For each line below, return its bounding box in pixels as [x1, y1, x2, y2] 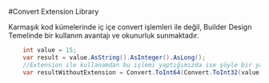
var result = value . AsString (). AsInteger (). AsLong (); [22, 53, 206, 61]
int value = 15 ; [22, 46, 78, 54]
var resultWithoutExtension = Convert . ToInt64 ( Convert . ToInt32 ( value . [22, 68, 263, 77]
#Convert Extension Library [8, 7, 99, 16]
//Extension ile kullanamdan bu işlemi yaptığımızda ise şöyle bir [22, 61, 252, 69]
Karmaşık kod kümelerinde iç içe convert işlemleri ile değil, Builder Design [8, 22, 252, 31]
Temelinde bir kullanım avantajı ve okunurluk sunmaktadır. [8, 31, 199, 40]
